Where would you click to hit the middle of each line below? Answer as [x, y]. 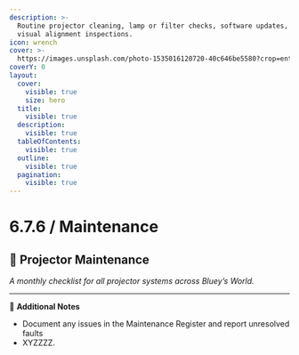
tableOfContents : [49, 141]
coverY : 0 [28, 68]
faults [32, 334]
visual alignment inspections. [75, 34]
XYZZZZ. [39, 343]
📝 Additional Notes [44, 307]
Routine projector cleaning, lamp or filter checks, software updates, [153, 26]
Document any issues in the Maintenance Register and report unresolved [156, 324]
